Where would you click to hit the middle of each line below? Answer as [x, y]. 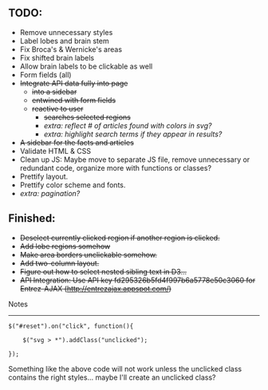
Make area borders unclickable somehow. [89, 254]
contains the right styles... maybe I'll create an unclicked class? [112, 377]
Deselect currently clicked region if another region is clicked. [120, 238]
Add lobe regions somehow [65, 246]
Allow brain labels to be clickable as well [86, 66]
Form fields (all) [45, 74]
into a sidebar [54, 92]
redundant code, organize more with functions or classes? [116, 167]
